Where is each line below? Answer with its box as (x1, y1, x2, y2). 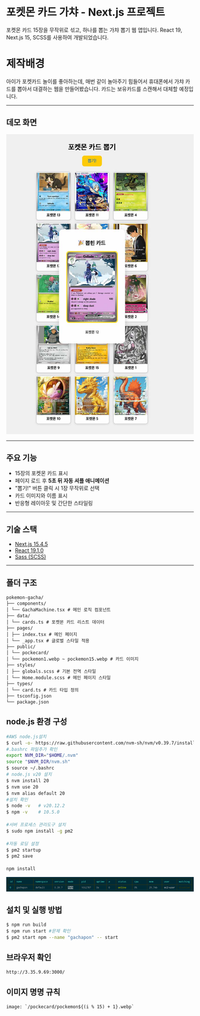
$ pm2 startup (6, 847, 42, 853)
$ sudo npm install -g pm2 (6, 828, 73, 834)
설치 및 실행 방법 (6, 905, 62, 915)
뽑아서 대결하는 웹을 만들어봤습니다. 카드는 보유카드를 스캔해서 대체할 (17, 85, 178, 93)
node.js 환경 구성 (6, 717, 67, 727)
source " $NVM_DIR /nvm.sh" (6, 759, 70, 765)
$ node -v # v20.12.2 (6, 803, 65, 809)
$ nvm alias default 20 (6, 790, 65, 796)
